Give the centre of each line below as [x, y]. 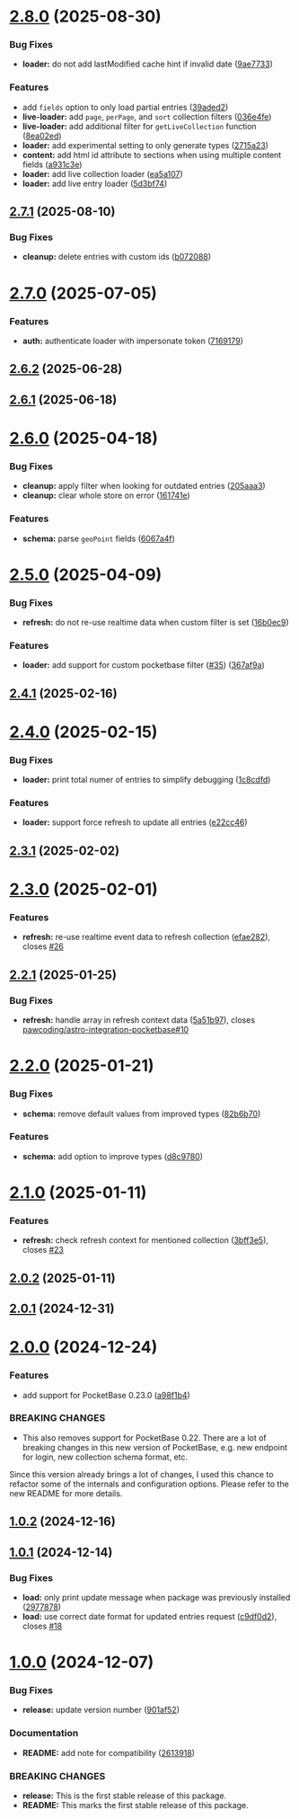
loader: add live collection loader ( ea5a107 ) [102, 173]
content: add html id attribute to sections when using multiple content [152, 155]
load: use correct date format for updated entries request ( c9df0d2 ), [149, 1616]
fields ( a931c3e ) [52, 164]
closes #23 [43, 1250]
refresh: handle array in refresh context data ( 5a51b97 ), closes [139, 1020]
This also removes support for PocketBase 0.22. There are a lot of [144, 1437]
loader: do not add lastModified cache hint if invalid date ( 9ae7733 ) [148, 64]
